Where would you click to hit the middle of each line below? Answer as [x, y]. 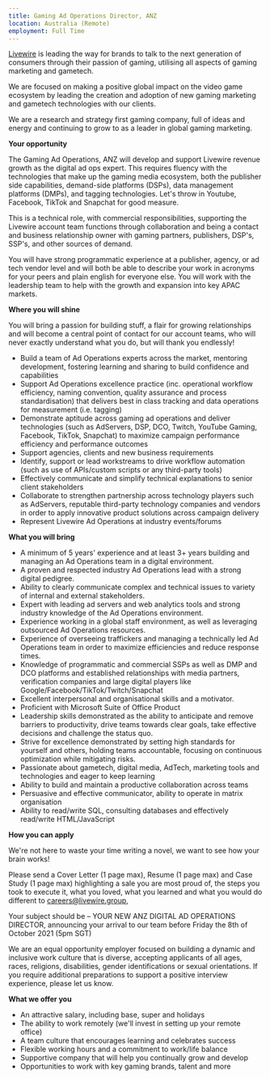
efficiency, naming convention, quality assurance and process [123, 392]
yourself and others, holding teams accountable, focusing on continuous [141, 751]
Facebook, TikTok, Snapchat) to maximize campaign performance [130, 436]
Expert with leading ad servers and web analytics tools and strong [130, 604]
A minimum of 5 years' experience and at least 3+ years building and [135, 553]
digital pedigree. [47, 578]
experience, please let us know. [61, 984]
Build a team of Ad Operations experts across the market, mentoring [134, 358]
